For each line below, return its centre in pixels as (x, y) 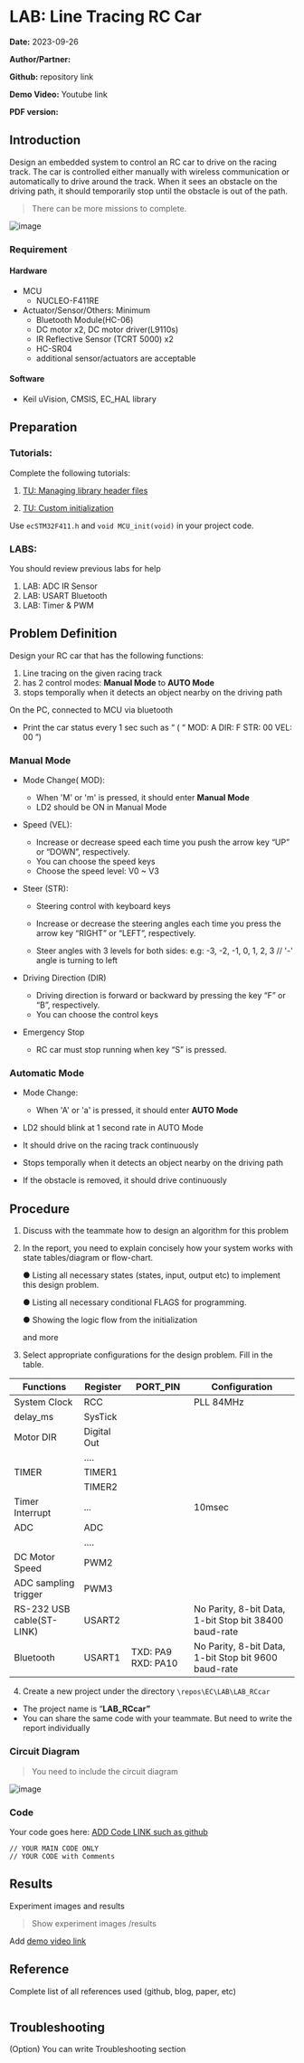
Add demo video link (48, 1941)
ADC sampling (44, 1583)
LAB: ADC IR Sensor (60, 586)
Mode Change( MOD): (64, 781)
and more (40, 1338)
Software (27, 379)
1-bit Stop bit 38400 (239, 1621)
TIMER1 (100, 1472)
